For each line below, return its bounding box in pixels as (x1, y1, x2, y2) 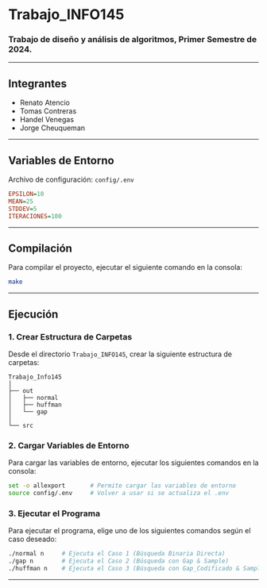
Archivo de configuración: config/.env (8, 175, 134, 184)
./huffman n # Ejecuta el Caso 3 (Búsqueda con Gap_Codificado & (8, 565, 240, 573)
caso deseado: (8, 534, 57, 544)
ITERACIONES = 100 (8, 212, 62, 220)
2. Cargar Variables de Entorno (8, 440, 130, 451)
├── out (8, 386, 34, 394)
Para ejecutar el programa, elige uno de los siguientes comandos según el (8, 526, 251, 536)
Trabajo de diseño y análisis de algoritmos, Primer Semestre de (8, 34, 257, 45)
